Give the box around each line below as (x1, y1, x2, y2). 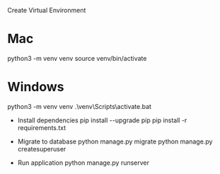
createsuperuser (17, 144, 66, 153)
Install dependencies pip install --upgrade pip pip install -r (17, 116, 187, 124)
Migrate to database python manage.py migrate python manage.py (17, 137, 213, 146)
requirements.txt (17, 123, 66, 132)
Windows (7, 79, 64, 95)
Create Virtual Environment (7, 6, 86, 14)
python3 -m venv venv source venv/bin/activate (7, 54, 147, 62)
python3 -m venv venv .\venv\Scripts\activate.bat (7, 102, 152, 110)
